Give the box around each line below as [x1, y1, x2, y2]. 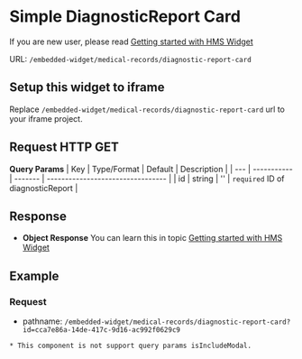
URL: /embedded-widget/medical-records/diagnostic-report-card [9, 53, 252, 64]
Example [9, 268, 59, 283]
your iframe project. [9, 113, 83, 124]
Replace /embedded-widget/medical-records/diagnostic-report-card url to [9, 104, 286, 115]
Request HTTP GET [9, 140, 120, 155]
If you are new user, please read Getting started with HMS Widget [9, 36, 254, 47]
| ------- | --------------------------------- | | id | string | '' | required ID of [9, 173, 286, 184]
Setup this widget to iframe [9, 79, 165, 96]
